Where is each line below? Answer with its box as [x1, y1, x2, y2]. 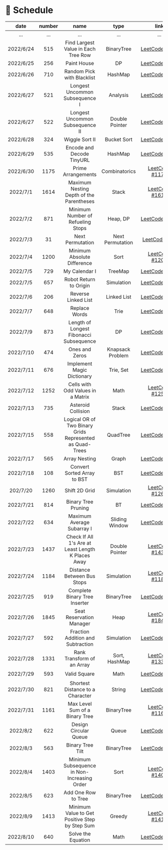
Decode [70, 150, 89, 157]
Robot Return [64, 276, 95, 283]
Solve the [68, 830, 91, 837]
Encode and [65, 144, 94, 151]
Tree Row [68, 51, 91, 58]
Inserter [70, 599, 89, 606]
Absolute [69, 253, 90, 260]
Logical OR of [63, 416, 96, 423]
